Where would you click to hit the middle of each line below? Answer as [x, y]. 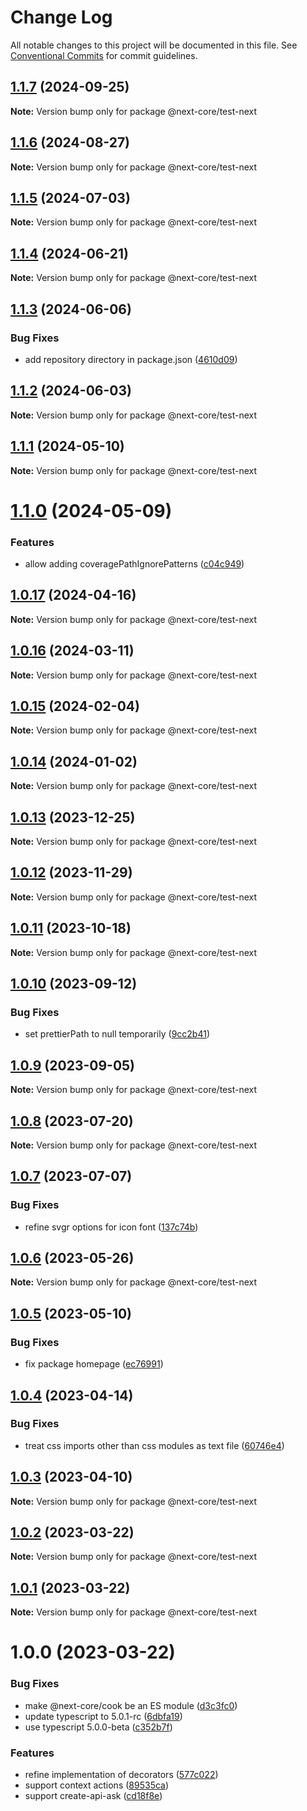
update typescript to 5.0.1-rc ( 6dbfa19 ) [103, 1716]
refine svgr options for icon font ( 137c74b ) [111, 1227]
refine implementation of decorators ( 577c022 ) [121, 1775]
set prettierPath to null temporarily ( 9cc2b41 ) [117, 1034]
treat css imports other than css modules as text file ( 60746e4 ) [154, 1445]
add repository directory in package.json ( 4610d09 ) [131, 359]
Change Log [61, 17]
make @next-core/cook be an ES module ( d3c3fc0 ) [131, 1705]
